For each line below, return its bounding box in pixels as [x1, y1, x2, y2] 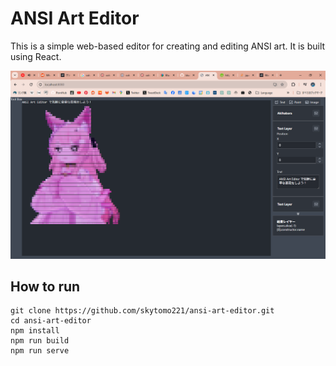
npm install [10, 326, 60, 336]
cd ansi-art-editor [10, 316, 92, 326]
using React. [10, 50, 62, 62]
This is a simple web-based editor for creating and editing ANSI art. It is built [10, 40, 326, 52]
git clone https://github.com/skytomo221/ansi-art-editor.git [10, 306, 275, 316]
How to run [10, 278, 81, 296]
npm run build [10, 336, 70, 346]
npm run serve [10, 346, 70, 356]
